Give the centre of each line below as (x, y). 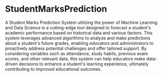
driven (11, 64)
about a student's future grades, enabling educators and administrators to (79, 43)
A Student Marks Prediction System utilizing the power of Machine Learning (81, 22)
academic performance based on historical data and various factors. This (79, 33)
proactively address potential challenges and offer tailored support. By (76, 48)
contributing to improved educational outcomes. (53, 69)
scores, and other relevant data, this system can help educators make (75, 58)
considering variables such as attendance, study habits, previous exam (76, 53)
